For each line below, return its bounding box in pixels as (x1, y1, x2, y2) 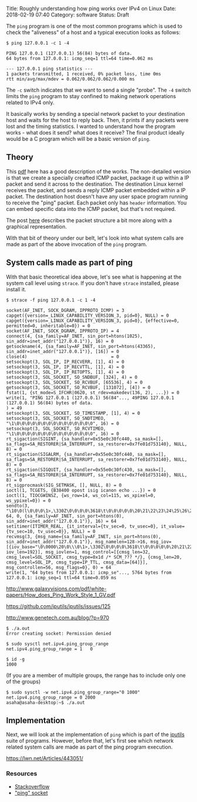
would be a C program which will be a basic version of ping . (6, 135, 151, 142)
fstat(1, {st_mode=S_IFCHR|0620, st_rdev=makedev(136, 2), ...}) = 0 (6, 390, 180, 395)
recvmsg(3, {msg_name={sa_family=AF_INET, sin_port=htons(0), (6, 533, 161, 539)
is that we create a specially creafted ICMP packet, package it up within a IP (6, 174, 189, 181)
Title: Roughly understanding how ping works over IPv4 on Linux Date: (6, 5, 176, 12)
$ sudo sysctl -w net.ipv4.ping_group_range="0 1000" (6, 689, 141, 695)
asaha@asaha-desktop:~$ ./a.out (6, 699, 85, 706)
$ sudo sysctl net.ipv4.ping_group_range (6, 640, 109, 647)
